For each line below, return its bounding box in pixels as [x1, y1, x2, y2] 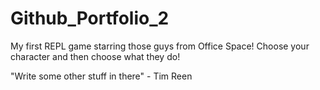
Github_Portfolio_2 [10, 7, 170, 30]
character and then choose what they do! [10, 50, 181, 62]
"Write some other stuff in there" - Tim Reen [10, 70, 193, 82]
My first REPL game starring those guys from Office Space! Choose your [10, 40, 310, 52]
